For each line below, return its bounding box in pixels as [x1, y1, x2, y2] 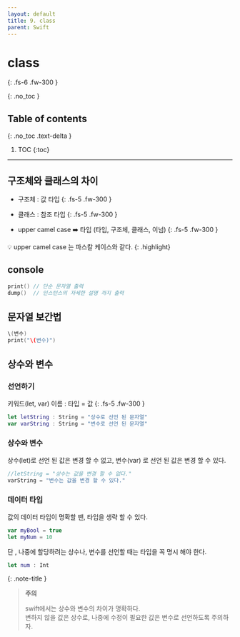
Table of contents [7, 112, 87, 125]
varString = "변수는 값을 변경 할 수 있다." [7, 476, 126, 484]
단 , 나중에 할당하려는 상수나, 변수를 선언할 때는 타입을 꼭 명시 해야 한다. [7, 547, 207, 556]
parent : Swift [7, 24, 50, 31]
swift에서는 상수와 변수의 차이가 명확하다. [24, 604, 141, 613]
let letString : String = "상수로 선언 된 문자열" [7, 413, 148, 421]
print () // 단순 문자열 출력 [7, 283, 84, 290]
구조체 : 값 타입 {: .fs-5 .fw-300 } [17, 194, 112, 204]
